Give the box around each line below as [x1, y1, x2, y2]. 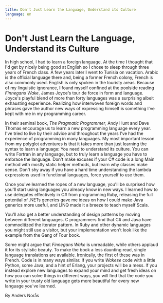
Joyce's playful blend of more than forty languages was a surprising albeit [5, 95, 154, 101]
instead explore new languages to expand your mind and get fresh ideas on [5, 267, 157, 273]
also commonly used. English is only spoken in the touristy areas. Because [5, 80, 155, 86]
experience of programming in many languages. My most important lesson [5, 136, 155, 142]
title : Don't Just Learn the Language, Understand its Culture [5, 7, 136, 12]
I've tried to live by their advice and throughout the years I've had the [5, 131, 144, 136]
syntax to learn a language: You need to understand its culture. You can [5, 146, 148, 152]
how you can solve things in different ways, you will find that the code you [5, 273, 154, 279]
